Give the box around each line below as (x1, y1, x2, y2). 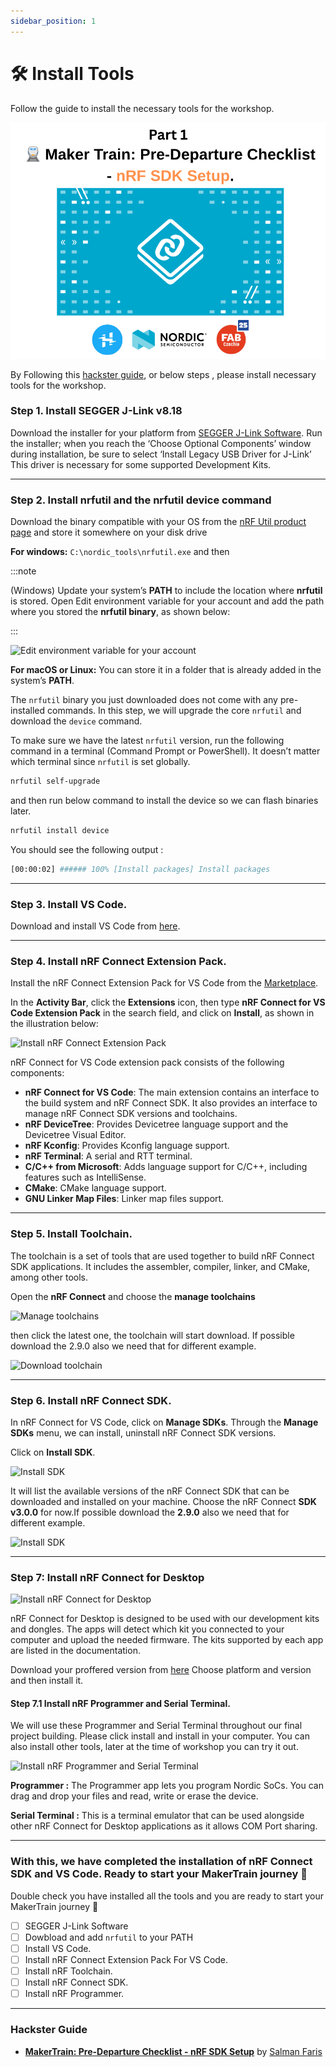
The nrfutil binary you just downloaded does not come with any (10, 694, 278, 706)
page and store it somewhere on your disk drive (10, 526, 208, 539)
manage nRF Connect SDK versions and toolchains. (24, 1108, 238, 1120)
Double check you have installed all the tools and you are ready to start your (10, 1890, 324, 1902)
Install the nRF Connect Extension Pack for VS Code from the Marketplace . (10, 977, 319, 989)
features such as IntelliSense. (24, 1171, 147, 1184)
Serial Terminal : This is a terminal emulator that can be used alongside (10, 1810, 305, 1822)
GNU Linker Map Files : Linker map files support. (24, 1193, 225, 1205)
